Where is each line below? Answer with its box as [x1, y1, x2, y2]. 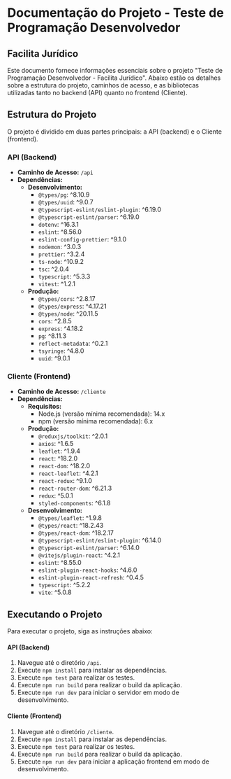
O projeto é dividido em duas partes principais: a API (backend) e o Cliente [7, 127, 222, 136]
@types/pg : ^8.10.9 [38, 190, 90, 199]
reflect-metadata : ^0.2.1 [38, 339, 108, 348]
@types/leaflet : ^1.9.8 [38, 514, 103, 522]
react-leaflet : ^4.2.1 [38, 469, 99, 477]
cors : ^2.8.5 [38, 317, 72, 325]
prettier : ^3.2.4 [38, 250, 85, 258]
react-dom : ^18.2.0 [38, 462, 91, 470]
